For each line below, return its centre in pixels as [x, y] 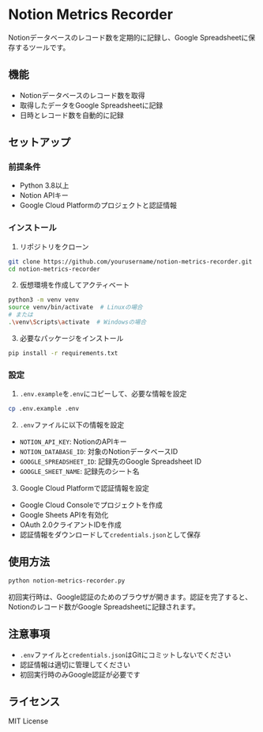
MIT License [28, 721]
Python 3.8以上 [44, 186]
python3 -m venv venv [44, 300]
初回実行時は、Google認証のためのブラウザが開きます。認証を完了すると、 [130, 597]
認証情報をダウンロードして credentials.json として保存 [110, 535]
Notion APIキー [44, 195]
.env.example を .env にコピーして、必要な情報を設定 [103, 394]
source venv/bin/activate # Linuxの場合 [75, 307]
